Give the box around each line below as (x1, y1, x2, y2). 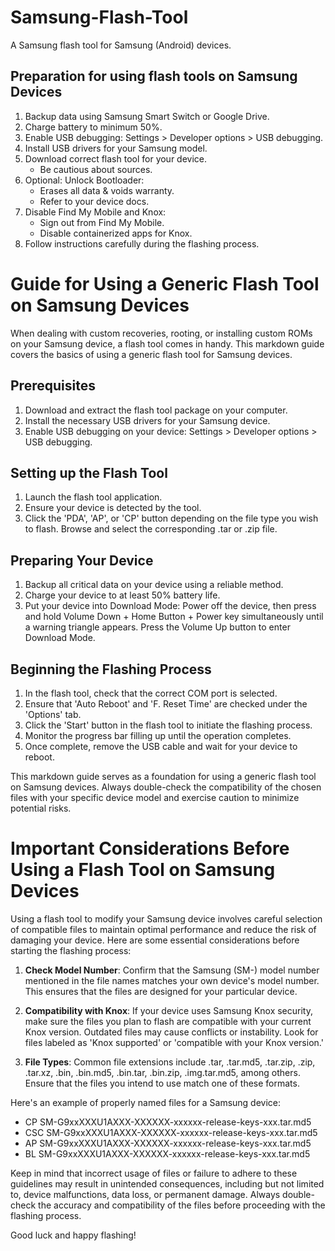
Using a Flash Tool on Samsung (10, 859, 276, 881)
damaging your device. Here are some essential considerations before (10, 934, 300, 946)
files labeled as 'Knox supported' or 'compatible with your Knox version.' (24, 1036, 324, 1048)
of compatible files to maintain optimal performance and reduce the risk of (10, 923, 317, 935)
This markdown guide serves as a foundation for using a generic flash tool (10, 770, 317, 782)
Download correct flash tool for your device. (24, 152, 208, 165)
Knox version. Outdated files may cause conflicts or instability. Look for (24, 1026, 319, 1038)
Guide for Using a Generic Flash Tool (10, 272, 320, 295)
